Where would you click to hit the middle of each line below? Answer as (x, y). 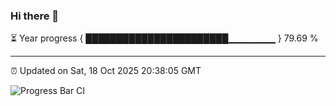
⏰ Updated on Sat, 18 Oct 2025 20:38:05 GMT (106, 71)
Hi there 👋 (35, 16)
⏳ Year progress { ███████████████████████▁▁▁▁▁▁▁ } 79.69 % (164, 38)
